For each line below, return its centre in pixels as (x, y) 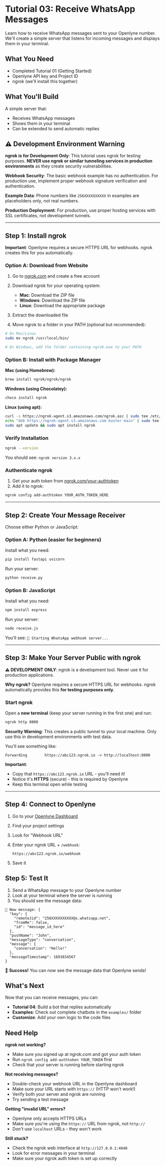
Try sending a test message (40, 1100)
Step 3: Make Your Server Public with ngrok (73, 658)
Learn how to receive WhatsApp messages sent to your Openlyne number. (81, 33)
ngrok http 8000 (22, 722)
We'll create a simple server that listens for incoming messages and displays (82, 38)
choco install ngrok (26, 398)
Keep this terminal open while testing (50, 784)
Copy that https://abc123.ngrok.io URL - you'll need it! (69, 774)
